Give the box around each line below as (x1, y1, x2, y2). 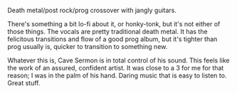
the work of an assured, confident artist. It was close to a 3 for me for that (7, 64, 224, 72)
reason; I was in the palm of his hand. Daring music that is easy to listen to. (7, 71, 227, 80)
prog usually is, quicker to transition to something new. (7, 43, 168, 50)
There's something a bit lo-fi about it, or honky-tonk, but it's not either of (7, 20, 221, 28)
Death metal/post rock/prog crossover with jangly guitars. (7, 6, 177, 14)
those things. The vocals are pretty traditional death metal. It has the (7, 28, 208, 35)
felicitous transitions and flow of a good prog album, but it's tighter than (7, 35, 218, 43)
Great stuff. (7, 79, 41, 87)
